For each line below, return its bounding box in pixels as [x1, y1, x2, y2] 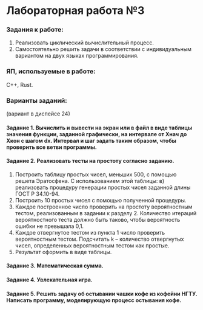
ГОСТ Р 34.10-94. [15, 190, 60, 198]
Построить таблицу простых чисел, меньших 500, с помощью [15, 171, 177, 178]
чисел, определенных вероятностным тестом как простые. [15, 241, 170, 249]
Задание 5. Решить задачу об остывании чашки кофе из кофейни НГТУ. [6, 290, 198, 297]
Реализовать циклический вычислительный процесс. [15, 39, 155, 46]
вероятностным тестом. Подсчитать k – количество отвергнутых [15, 235, 184, 243]
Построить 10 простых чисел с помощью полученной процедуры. [15, 196, 187, 204]
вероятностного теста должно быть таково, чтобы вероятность [15, 216, 181, 223]
